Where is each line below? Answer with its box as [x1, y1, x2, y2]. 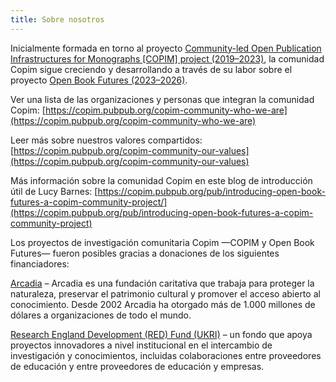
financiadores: [10, 257, 70, 270]
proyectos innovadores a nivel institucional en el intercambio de [10, 339, 273, 351]
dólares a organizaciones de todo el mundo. [10, 309, 192, 321]
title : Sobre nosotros [10, 14, 105, 25]
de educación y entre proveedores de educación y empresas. [10, 360, 265, 372]
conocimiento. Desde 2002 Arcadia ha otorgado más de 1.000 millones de [10, 298, 316, 310]
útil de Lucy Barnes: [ [10, 185, 98, 197]
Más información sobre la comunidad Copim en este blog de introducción [10, 174, 313, 186]
